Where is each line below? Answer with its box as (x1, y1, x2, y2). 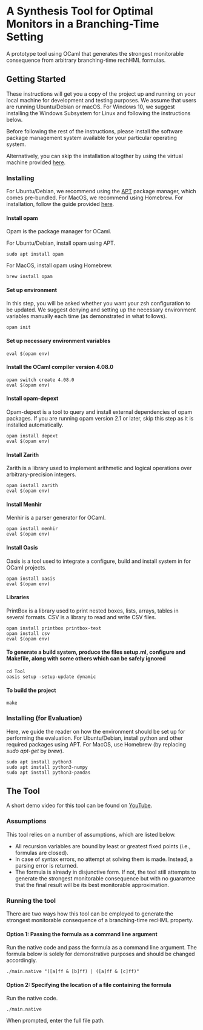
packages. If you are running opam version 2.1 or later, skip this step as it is (6, 415, 194, 422)
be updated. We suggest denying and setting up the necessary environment (6, 306, 196, 313)
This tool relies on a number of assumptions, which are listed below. (6, 831, 176, 838)
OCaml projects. (6, 563, 47, 571)
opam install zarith (6, 483, 59, 489)
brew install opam (6, 274, 53, 280)
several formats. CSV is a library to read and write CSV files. (6, 613, 156, 620)
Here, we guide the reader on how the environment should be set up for (6, 728, 186, 735)
